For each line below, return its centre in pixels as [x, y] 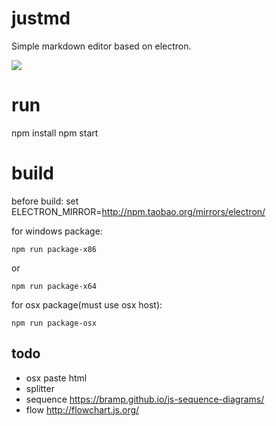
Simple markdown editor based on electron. [101, 46]
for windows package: [57, 231]
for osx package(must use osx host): [87, 304]
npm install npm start [55, 133]
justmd [41, 18]
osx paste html [56, 378]
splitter [40, 388]
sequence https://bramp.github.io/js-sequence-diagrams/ [145, 399]
